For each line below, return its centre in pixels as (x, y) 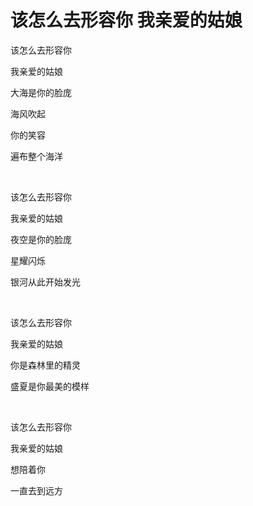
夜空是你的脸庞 (41, 239)
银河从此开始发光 (45, 282)
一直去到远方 (36, 490)
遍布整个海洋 (36, 156)
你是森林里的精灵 (45, 365)
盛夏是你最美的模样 (50, 386)
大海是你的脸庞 (41, 92)
